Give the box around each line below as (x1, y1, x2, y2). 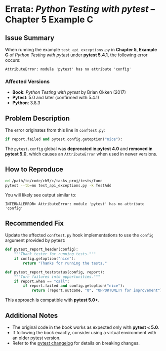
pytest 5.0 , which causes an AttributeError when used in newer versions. (5, 151, 158, 156)
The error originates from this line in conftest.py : (5, 127, 105, 133)
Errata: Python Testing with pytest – (5, 3, 155, 15)
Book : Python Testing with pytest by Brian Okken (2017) (12, 89, 126, 95)
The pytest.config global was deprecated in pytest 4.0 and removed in (5, 146, 153, 152)
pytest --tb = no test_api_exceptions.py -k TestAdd (5, 183, 112, 188)
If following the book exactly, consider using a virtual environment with (12, 330, 157, 336)
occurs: (5, 57, 21, 63)
